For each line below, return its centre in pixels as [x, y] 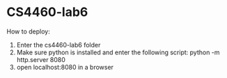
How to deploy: [28, 31]
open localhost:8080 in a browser [65, 67]
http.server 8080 [41, 59]
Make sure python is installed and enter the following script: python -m [118, 52]
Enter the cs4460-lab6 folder [58, 45]
